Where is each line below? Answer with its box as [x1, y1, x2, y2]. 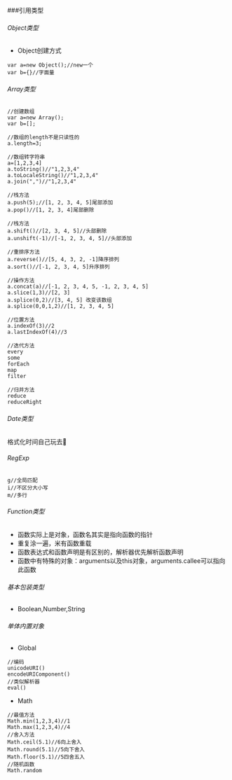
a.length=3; [7, 140, 42, 147]
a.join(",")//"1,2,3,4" [7, 178, 77, 186]
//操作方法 [7, 277, 35, 284]
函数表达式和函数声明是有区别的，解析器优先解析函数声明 [17, 548, 184, 557]
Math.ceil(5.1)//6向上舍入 [7, 739, 82, 746]
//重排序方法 [7, 249, 40, 256]
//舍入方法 [7, 731, 35, 739]
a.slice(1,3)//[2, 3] [7, 289, 71, 296]
